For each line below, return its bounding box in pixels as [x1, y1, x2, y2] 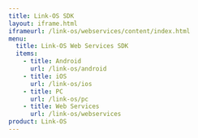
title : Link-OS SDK [8, 11, 75, 20]
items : [15, 50, 38, 58]
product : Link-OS [8, 118, 67, 126]
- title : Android [23, 58, 82, 66]
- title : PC [23, 87, 63, 96]
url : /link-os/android [29, 65, 107, 73]
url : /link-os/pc [29, 95, 89, 103]
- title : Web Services [23, 102, 100, 110]
